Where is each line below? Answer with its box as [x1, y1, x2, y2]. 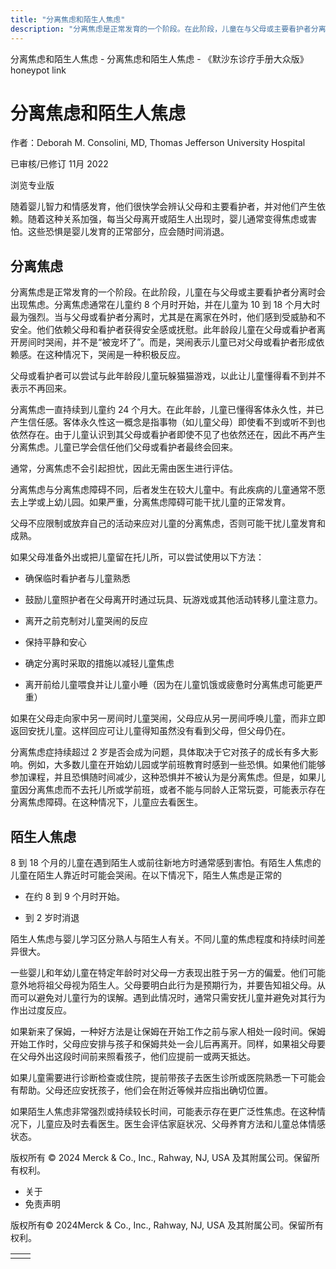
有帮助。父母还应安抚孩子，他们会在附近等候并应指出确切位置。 [10, 1084, 273, 1096]
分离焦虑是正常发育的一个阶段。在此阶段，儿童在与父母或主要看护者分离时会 [10, 286, 326, 298]
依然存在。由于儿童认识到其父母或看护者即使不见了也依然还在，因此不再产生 [10, 429, 326, 441]
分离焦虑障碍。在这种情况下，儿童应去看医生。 [10, 796, 203, 808]
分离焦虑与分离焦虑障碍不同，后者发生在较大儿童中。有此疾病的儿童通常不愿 [10, 484, 326, 496]
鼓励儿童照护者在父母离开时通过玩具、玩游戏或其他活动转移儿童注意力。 [24, 594, 323, 606]
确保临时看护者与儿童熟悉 [24, 572, 131, 585]
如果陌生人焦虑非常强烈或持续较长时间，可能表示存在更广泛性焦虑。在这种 [10, 1106, 317, 1118]
